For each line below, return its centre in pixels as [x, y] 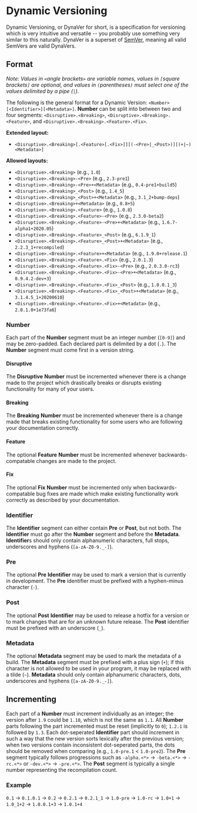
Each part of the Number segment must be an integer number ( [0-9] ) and [96, 338]
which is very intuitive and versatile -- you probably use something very [93, 33]
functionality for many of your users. [50, 389]
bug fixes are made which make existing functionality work [107, 494]
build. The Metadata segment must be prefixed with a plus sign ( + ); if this [95, 662]
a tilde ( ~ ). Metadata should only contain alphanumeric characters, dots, [94, 675]
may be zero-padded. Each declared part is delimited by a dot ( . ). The [91, 344]
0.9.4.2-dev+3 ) [33, 278]
